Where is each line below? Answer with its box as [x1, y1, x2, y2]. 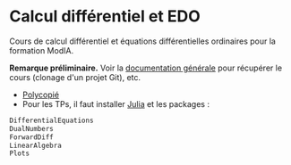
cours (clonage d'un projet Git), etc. [9, 71, 141, 82]
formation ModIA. [9, 45, 74, 55]
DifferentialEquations [9, 116, 94, 125]
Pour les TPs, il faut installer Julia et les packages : [21, 98, 210, 109]
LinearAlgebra [9, 141, 63, 150]
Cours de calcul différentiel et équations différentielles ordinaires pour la [9, 36, 276, 46]
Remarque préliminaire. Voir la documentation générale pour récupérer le [9, 62, 283, 73]
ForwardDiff [9, 132, 54, 142]
